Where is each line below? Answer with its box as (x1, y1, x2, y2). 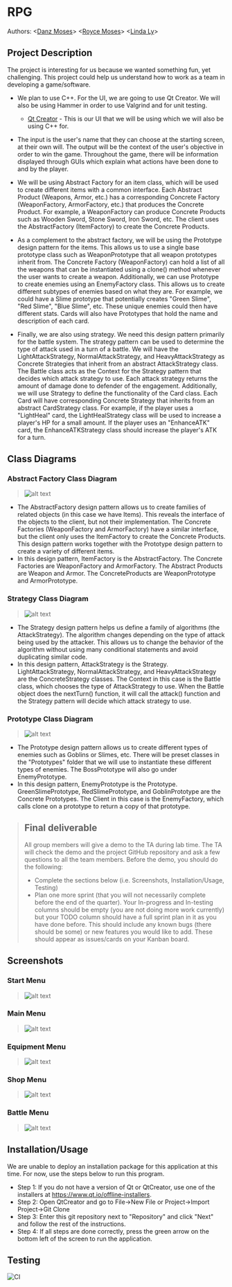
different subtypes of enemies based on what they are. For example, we (17, 287, 223, 295)
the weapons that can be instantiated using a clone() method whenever (17, 265, 221, 274)
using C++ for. (27, 122, 69, 130)
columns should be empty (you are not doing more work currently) (34, 905, 225, 914)
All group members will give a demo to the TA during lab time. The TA (24, 840, 223, 849)
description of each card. (17, 317, 90, 325)
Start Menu (7, 976, 46, 986)
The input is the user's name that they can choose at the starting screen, (17, 135, 225, 143)
